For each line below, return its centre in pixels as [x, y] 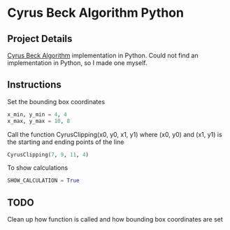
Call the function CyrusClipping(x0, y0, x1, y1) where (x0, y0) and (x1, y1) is [115, 134]
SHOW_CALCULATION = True [43, 181]
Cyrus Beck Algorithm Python [95, 13]
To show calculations [38, 168]
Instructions [34, 85]
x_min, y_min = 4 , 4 [37, 114]
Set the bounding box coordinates [56, 101]
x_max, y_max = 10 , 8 [39, 121]
